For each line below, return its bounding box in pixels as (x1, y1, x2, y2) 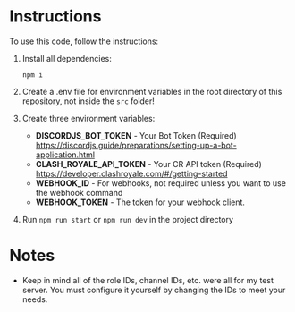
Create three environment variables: (21, 113, 156, 123)
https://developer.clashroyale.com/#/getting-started (35, 168, 228, 179)
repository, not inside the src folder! (21, 96, 155, 106)
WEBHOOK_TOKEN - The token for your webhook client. (35, 197, 246, 207)
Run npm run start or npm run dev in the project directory (21, 214, 234, 224)
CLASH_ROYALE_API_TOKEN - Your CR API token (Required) (35, 158, 262, 169)
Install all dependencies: (21, 53, 112, 63)
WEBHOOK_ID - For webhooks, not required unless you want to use (35, 177, 286, 189)
